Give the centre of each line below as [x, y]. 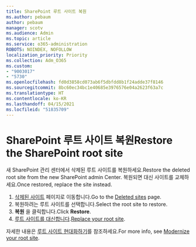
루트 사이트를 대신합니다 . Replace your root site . [70, 219]
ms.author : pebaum [28, 17]
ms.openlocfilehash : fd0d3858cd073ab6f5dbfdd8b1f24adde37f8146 [85, 83]
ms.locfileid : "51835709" [37, 109]
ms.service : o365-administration [47, 44]
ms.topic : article [28, 39]
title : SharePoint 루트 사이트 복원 [46, 11]
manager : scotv [25, 28]
